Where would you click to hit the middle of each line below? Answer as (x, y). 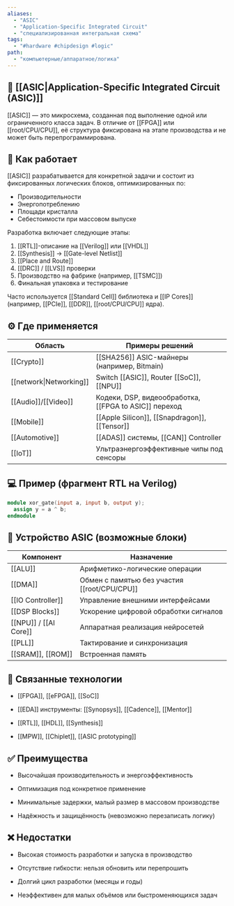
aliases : (20, 14)
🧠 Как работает (42, 159)
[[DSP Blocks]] (35, 612)
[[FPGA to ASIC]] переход (139, 407)
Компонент (42, 557)
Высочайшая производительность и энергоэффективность (105, 776)
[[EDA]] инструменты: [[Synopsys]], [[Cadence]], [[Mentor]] (104, 709)
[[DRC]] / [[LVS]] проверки (56, 269)
